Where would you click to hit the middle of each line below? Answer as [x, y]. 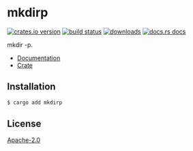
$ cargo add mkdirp [35, 102]
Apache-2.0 [24, 140]
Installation [31, 87]
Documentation [39, 58]
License [24, 124]
